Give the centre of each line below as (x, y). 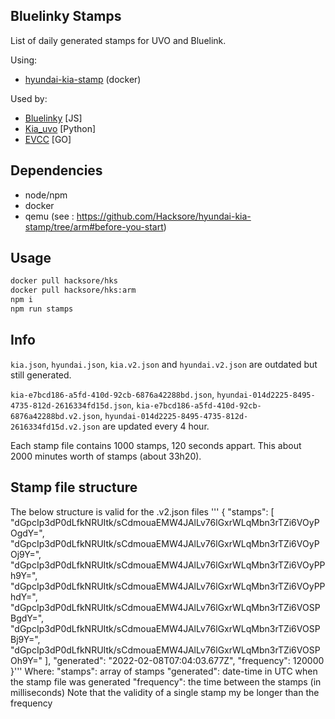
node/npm (46, 195)
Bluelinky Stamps (66, 16)
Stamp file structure (74, 487)
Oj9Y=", (26, 554)
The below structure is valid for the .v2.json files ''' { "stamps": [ (142, 511)
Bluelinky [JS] (53, 118)
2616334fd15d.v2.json (55, 427)
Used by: (29, 98)
